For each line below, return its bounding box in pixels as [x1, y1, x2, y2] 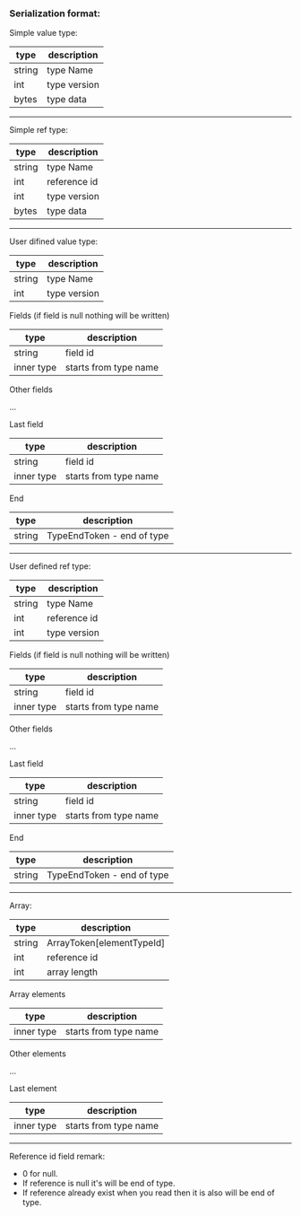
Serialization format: [9, 7, 101, 20]
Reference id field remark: [9, 1151, 106, 1162]
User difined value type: [9, 236, 99, 247]
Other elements [9, 1048, 67, 1059]
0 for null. [21, 1168, 58, 1179]
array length [47, 966, 99, 978]
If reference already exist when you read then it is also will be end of [21, 1187, 275, 1198]
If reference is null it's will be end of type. [21, 1178, 176, 1189]
